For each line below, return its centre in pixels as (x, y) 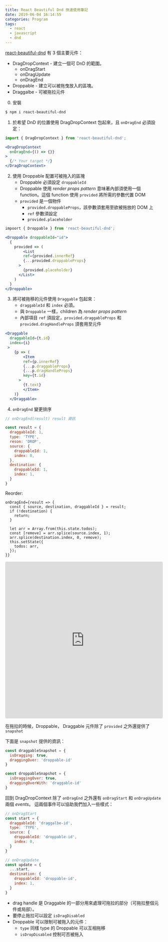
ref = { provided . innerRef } (49, 256)
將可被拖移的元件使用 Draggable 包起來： (54, 299)
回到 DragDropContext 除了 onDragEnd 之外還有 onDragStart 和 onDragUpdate (83, 798)
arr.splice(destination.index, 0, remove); (55, 537)
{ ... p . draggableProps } (47, 366)
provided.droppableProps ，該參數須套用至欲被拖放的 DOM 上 (90, 207)
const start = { (22, 818)
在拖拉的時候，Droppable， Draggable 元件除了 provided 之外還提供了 (77, 726)
